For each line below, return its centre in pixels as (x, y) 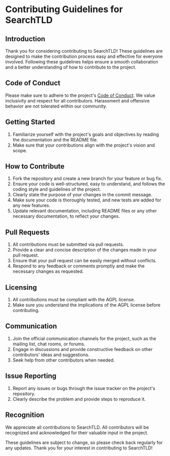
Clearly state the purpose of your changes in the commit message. (82, 195)
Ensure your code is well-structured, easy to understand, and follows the (89, 184)
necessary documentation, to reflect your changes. (66, 216)
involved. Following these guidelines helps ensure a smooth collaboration (82, 62)
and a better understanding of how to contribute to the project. (71, 67)
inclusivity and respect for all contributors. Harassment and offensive (77, 100)
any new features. (31, 205)
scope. (20, 150)
